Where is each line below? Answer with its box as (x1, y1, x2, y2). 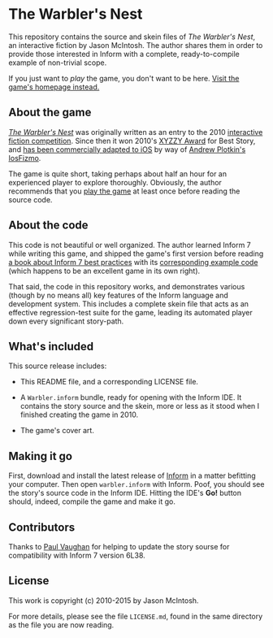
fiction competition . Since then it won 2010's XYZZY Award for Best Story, (8, 136, 256, 145)
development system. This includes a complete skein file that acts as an (8, 298, 249, 309)
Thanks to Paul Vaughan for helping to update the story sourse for (8, 542, 230, 551)
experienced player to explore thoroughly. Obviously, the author (8, 177, 222, 187)
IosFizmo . (8, 153, 41, 163)
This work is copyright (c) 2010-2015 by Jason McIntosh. (8, 595, 199, 605)
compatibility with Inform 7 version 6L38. (8, 550, 146, 560)
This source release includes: (8, 361, 107, 371)
